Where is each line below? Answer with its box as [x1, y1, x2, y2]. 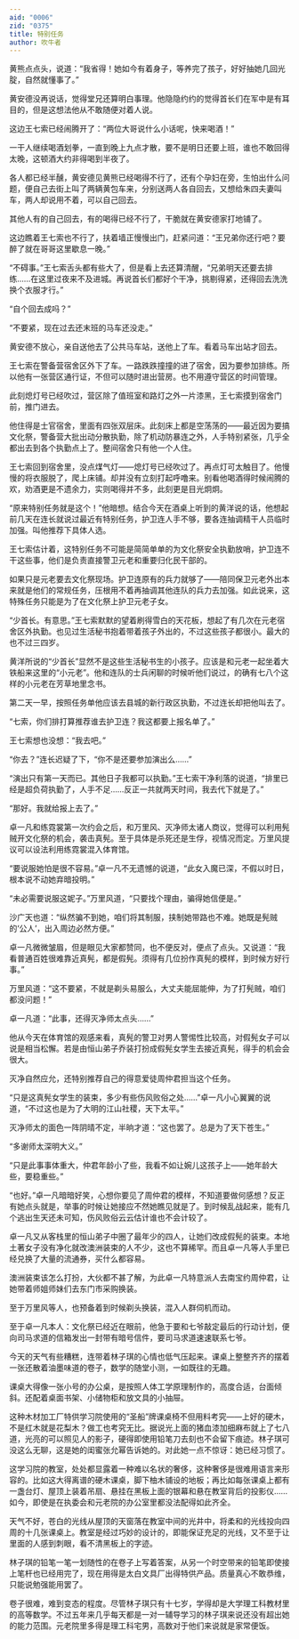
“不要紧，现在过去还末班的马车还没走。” [9, 322, 153, 334]
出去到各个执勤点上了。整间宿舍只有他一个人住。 [16, 442, 197, 454]
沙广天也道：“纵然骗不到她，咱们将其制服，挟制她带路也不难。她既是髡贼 [9, 912, 279, 923]
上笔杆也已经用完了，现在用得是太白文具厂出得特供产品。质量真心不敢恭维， [9, 1568, 290, 1579]
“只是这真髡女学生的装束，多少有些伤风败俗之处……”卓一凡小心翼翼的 [9, 1092, 263, 1103]
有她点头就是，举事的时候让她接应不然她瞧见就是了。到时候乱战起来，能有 [9, 1201, 282, 1212]
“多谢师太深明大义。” [9, 1141, 83, 1152]
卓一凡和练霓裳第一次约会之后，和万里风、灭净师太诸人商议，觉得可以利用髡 [9, 822, 290, 833]
